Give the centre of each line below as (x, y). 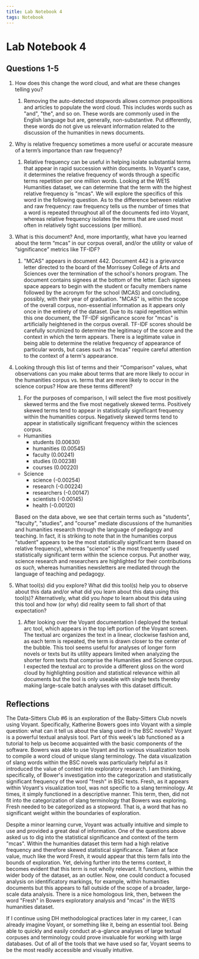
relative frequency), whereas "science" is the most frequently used (97, 548)
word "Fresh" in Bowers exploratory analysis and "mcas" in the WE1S (91, 901)
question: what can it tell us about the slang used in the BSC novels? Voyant (99, 731)
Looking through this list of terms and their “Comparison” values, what (101, 367)
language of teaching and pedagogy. (60, 574)
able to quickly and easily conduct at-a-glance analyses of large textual (94, 931)
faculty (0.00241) (53, 454)
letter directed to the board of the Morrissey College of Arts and (102, 267)
